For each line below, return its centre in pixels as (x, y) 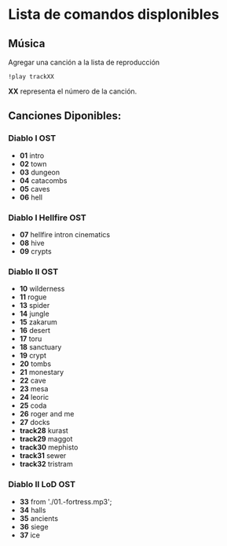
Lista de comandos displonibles (114, 15)
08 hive (32, 243)
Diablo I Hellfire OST (47, 218)
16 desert (35, 331)
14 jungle (34, 314)
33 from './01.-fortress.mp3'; (66, 501)
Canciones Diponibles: (65, 116)
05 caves (35, 189)
